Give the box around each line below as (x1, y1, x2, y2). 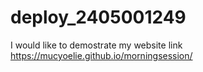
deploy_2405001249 (10, 6, 187, 29)
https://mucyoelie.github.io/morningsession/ (10, 49, 193, 61)
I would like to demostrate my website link (10, 39, 183, 51)
